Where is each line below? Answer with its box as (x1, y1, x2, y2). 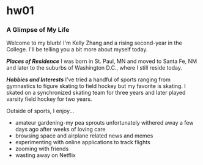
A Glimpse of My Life (6, 26, 70, 34)
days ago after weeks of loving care (15, 126, 106, 133)
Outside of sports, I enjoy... (6, 108, 75, 115)
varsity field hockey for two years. (6, 95, 92, 103)
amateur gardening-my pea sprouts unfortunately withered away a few (15, 119, 194, 127)
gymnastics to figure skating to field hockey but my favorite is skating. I (6, 82, 186, 90)
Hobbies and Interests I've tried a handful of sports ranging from (6, 76, 171, 83)
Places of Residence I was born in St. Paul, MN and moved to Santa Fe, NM (6, 57, 197, 65)
